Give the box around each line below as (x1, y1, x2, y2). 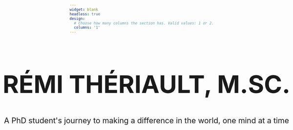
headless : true (69, 12, 101, 16)
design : (69, 16, 85, 21)
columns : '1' (74, 25, 101, 30)
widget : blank (69, 7, 99, 12)
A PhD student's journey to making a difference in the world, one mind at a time (4, 116, 289, 126)
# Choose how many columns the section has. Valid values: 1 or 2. (74, 20, 214, 26)
